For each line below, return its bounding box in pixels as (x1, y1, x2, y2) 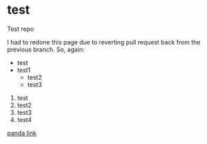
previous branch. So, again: (7, 45, 85, 53)
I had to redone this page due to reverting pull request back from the (7, 38, 201, 46)
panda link (7, 129, 36, 137)
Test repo (7, 25, 34, 33)
